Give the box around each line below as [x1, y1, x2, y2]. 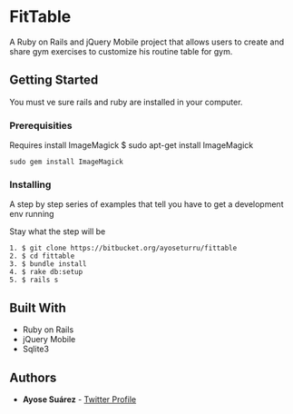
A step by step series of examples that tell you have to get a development [9, 199, 284, 210]
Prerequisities [9, 119, 73, 132]
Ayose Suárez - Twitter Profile [22, 393, 137, 405]
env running [9, 209, 54, 220]
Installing [9, 178, 52, 191]
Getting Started [9, 73, 99, 88]
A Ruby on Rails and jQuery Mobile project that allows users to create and [9, 36, 284, 47]
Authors [9, 370, 57, 385]
